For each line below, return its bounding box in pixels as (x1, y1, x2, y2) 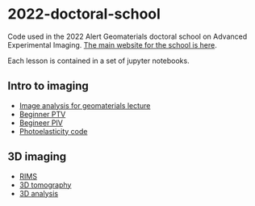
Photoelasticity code (19, 126, 88, 136)
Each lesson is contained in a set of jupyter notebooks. (7, 56, 190, 65)
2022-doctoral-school (7, 5, 161, 23)
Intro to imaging (7, 79, 90, 93)
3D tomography (19, 179, 72, 190)
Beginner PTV (19, 109, 66, 119)
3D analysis (19, 188, 58, 198)
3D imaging (7, 150, 67, 164)
